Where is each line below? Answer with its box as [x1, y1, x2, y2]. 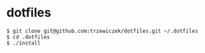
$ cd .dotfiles [6, 33, 50, 41]
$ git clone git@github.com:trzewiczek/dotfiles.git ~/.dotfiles [6, 28, 198, 34]
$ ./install [6, 39, 41, 46]
